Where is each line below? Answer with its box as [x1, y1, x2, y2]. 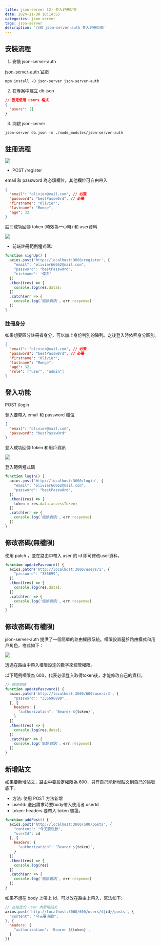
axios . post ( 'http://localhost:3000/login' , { [9, 478, 104, 484]
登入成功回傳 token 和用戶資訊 [5, 445, 66, 451]
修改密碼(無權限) [5, 538, 55, 547]
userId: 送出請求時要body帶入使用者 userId [12, 801, 99, 807]
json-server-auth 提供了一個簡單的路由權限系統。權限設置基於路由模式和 [5, 636, 151, 643]
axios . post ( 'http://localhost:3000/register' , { [9, 258, 110, 263]
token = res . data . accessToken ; [14, 501, 78, 506]
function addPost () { [5, 817, 49, 822]
